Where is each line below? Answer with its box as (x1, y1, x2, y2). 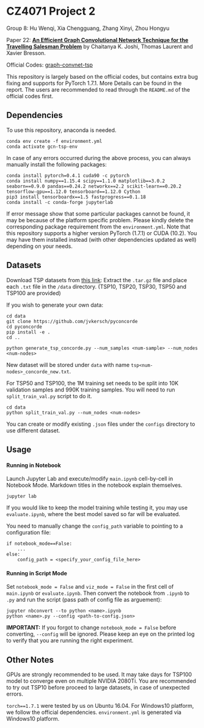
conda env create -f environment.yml (6, 138, 103, 144)
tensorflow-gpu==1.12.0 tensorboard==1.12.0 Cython (6, 188, 140, 195)
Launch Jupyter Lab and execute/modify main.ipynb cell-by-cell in (6, 475, 173, 482)
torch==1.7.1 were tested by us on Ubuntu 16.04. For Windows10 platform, (6, 702, 194, 710)
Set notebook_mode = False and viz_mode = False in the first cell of (6, 583, 174, 591)
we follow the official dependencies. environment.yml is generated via (6, 708, 182, 716)
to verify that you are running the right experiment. (6, 637, 134, 644)
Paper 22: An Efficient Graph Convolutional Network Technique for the (6, 36, 189, 43)
